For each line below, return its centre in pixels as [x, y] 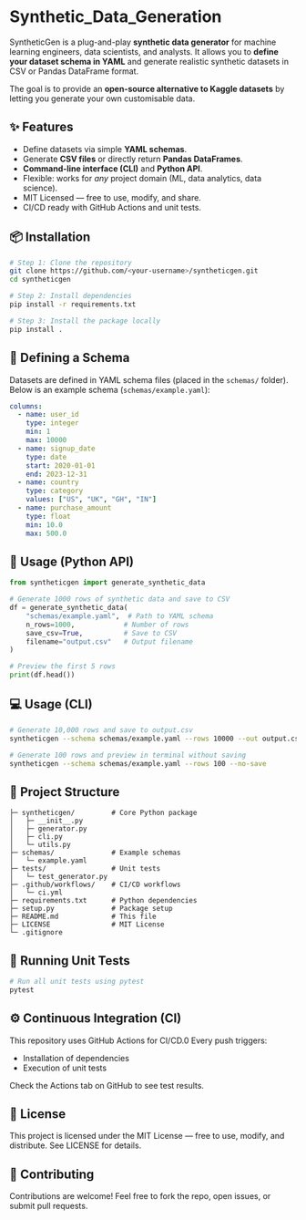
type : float [48, 516]
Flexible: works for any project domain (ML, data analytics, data [142, 178]
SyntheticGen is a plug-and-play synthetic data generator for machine [143, 42]
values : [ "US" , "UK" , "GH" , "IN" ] [91, 500]
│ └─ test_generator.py [58, 877]
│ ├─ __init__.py [46, 821]
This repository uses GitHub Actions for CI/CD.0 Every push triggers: [138, 1040]
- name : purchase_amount [65, 508]
